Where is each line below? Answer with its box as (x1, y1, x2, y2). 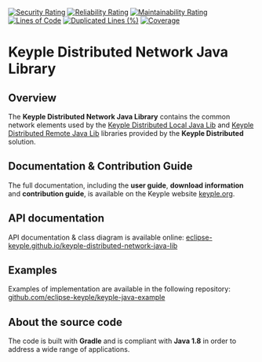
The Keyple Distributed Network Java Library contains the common (8, 112, 231, 121)
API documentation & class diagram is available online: (8, 232, 184, 242)
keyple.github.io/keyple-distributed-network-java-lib (8, 240, 178, 250)
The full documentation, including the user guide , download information (8, 181, 245, 190)
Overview (8, 91, 57, 104)
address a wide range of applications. (8, 345, 130, 354)
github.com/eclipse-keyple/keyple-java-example (8, 293, 166, 302)
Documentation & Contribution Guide (8, 159, 194, 173)
